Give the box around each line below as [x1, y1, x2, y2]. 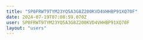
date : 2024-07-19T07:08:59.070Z [6, 14, 87, 20]
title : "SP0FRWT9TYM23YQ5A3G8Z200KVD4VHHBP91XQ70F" [6, 8, 138, 15]
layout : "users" [6, 25, 47, 31]
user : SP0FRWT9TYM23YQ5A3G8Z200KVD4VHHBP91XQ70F [6, 19, 130, 25]
